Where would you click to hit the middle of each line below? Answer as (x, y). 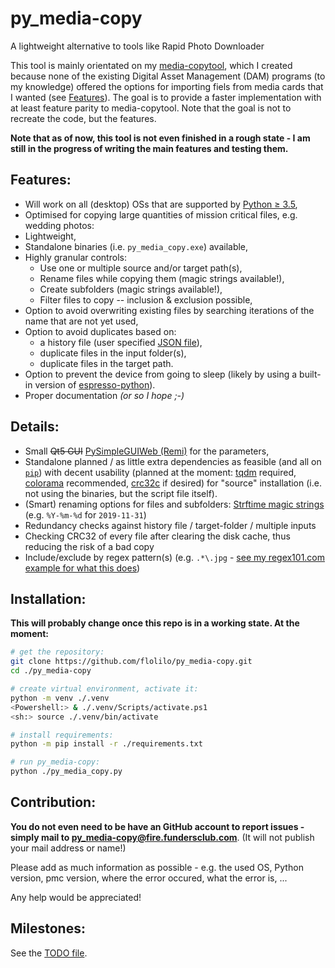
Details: (35, 427)
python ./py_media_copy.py (66, 772)
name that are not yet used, (81, 321)
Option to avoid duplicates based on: (100, 331)
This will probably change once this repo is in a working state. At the (155, 623)
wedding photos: (59, 225)
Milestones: (48, 928)
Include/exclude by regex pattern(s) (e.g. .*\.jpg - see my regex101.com (175, 557)
